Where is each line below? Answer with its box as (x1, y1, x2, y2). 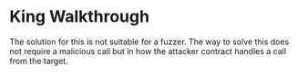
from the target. (9, 55, 68, 66)
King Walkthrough (9, 6, 150, 27)
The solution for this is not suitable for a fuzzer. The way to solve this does (9, 36, 290, 47)
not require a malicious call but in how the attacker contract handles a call (9, 45, 287, 56)
